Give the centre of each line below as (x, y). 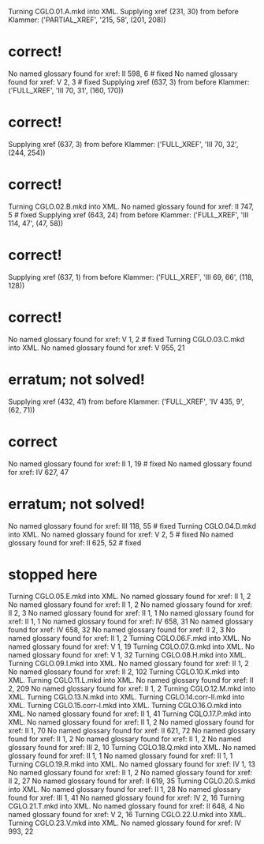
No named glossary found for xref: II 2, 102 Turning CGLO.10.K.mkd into (124, 672)
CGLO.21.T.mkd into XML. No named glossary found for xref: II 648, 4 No (126, 806)
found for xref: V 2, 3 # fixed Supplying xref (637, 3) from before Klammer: (129, 81)
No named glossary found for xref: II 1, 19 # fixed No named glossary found (130, 463)
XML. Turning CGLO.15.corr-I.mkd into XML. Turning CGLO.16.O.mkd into (125, 706)
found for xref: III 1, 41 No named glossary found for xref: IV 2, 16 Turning (126, 798)
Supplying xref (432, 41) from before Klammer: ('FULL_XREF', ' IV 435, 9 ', (126, 401)
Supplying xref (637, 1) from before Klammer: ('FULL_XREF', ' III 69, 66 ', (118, (131, 277)
